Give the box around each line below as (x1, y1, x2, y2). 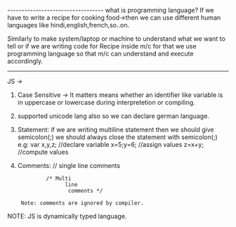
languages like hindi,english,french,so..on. (7, 21, 130, 29)
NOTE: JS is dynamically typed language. (7, 212, 127, 220)
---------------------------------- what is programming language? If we (7, 6, 214, 14)
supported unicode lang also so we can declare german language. (17, 112, 209, 120)
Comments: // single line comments (17, 162, 121, 169)
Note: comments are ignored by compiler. (20, 200, 144, 207)
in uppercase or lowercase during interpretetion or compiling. (17, 98, 195, 106)
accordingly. (7, 57, 44, 65)
